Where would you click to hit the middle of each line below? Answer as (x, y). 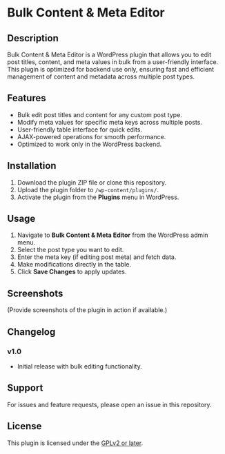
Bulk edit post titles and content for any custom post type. (100, 114)
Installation (32, 166)
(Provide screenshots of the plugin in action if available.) (87, 310)
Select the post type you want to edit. (70, 250)
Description (33, 38)
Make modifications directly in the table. (74, 265)
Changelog (31, 332)
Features (27, 98)
